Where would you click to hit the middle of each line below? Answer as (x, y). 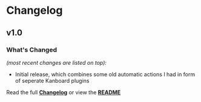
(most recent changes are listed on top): (57, 62)
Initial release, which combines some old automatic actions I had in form (105, 74)
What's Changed (32, 50)
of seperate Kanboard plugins (52, 80)
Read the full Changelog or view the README (64, 92)
